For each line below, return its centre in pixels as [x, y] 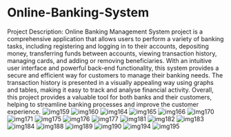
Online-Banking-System [78, 13]
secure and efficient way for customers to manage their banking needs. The [115, 75]
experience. [24, 112]
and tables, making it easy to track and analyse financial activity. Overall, [110, 90]
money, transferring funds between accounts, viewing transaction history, [112, 53]
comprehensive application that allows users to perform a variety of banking [115, 38]
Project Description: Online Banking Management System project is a [105, 32]
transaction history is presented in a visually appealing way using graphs [110, 82]
